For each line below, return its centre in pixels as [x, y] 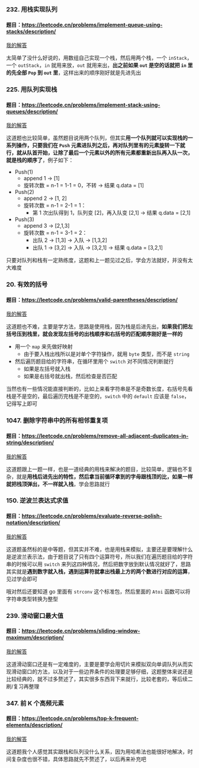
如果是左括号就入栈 [47, 369]
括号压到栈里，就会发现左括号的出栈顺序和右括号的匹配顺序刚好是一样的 [94, 334]
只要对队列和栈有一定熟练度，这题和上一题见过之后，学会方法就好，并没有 [97, 260]
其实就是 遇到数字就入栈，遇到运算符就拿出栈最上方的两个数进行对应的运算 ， [99, 571]
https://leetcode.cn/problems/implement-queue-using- [92, 24]
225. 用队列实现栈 [32, 90]
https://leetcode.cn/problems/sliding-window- [81, 631]
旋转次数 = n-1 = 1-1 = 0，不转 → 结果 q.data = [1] [84, 186]
